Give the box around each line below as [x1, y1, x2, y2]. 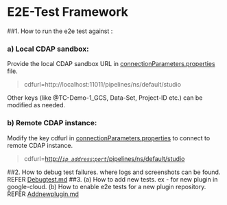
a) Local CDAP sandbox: [7, 44, 89, 54]
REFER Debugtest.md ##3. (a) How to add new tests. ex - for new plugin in [7, 175, 218, 183]
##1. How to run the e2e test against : [7, 27, 113, 35]
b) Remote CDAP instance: [7, 118, 97, 128]
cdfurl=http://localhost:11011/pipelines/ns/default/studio [23, 80, 182, 89]
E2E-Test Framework [7, 4, 129, 20]
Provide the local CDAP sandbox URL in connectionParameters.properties [7, 60, 215, 68]
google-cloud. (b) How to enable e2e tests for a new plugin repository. [7, 182, 206, 191]
